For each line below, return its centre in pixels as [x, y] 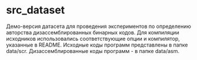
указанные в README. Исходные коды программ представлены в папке [97, 45]
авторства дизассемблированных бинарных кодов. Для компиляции [93, 32]
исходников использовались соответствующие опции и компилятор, [93, 38]
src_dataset [36, 10]
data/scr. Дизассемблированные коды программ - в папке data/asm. [93, 51]
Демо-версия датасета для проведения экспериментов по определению [98, 26]
